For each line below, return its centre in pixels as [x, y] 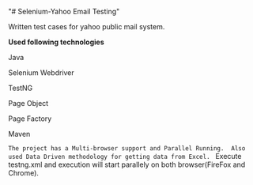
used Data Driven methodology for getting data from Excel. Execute [125, 156]
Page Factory [30, 119]
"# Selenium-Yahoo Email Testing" [64, 11]
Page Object [28, 103]
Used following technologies [56, 42]
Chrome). [24, 173]
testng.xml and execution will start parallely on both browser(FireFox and [127, 164]
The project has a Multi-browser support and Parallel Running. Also [127, 149]
